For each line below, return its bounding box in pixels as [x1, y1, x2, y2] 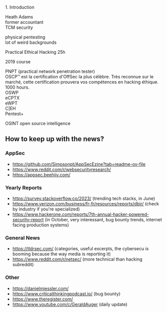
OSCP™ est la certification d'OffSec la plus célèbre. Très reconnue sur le [5, 74, 154, 79]
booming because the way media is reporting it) [12, 251, 111, 257]
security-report [12, 216, 44, 222]
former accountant [5, 19, 44, 25]
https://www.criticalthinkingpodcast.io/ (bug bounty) [12, 291, 121, 297]
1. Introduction [5, 4, 35, 10]
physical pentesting [5, 34, 46, 40]
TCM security [5, 24, 33, 30]
